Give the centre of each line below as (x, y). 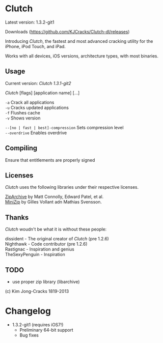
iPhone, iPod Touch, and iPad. (35, 46)
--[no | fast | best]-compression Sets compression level (64, 127)
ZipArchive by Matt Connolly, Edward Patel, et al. (54, 197)
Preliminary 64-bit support (46, 330)
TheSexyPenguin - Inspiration (35, 255)
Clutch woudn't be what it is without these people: (56, 229)
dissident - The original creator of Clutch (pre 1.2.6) (57, 239)
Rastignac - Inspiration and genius (40, 249)
